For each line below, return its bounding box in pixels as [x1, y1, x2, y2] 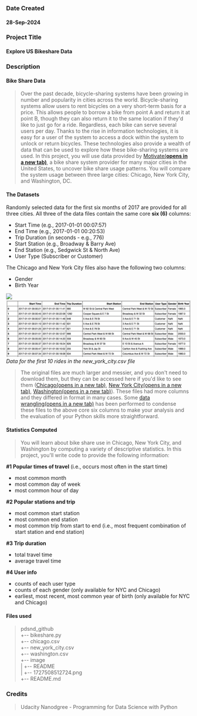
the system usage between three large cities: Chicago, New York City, [20, 172, 190, 179]
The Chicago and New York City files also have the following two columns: [6, 264, 186, 271]
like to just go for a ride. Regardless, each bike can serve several [20, 122, 177, 129]
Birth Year [14, 282, 39, 289]
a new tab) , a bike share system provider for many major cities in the [20, 159, 186, 166]
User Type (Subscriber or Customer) [14, 253, 103, 260]
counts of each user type [14, 580, 76, 587]
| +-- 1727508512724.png [20, 669, 83, 676]
